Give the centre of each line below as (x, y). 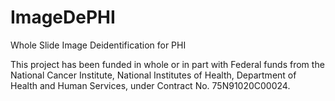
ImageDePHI (63, 17)
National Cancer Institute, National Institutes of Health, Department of (153, 75)
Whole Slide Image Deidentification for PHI (98, 45)
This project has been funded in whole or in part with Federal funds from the (167, 64)
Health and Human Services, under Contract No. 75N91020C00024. (150, 85)
